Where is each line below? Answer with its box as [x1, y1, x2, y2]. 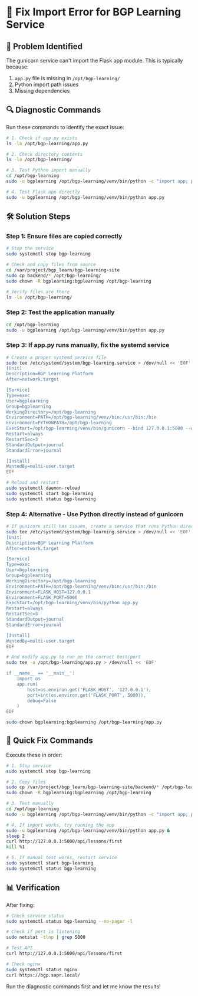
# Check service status [6, 913, 65, 919]
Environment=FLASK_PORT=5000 [6, 594, 78, 601]
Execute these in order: [6, 751, 63, 758]
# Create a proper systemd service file [6, 354, 107, 361]
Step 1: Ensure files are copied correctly [6, 232, 123, 240]
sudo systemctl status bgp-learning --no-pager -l [6, 918, 133, 924]
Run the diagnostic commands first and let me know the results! [6, 982, 161, 990]
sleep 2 [6, 833, 25, 839]
